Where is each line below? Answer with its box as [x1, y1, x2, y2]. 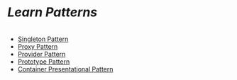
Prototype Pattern [17, 57, 70, 66]
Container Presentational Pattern [17, 64, 114, 73]
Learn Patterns [7, 4, 98, 21]
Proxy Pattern [17, 42, 58, 50]
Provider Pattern [17, 50, 66, 58]
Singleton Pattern [17, 35, 69, 43]
